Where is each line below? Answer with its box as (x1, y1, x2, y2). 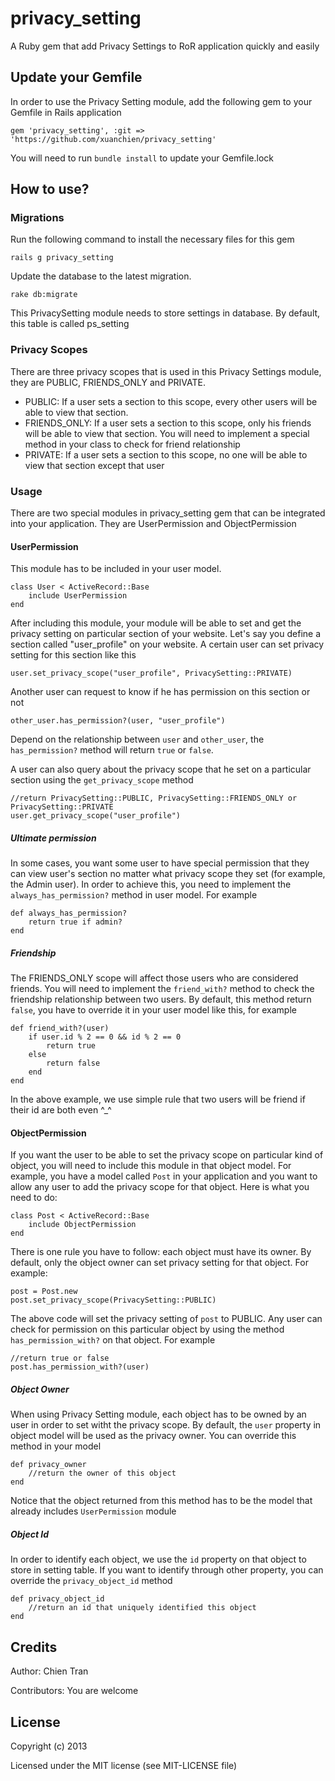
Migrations (10, 211, 65, 225)
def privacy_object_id (10, 1594, 105, 1604)
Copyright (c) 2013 (10, 1740, 88, 1752)
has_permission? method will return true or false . (10, 744, 214, 756)
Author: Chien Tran (10, 1665, 89, 1677)
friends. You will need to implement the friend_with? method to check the (10, 983, 315, 995)
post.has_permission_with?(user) (10, 1362, 150, 1372)
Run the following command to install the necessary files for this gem (10, 233, 295, 246)
